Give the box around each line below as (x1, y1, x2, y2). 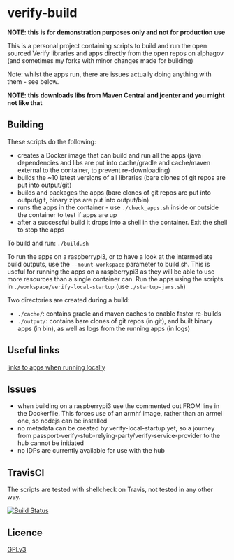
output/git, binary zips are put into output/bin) (17, 195, 149, 204)
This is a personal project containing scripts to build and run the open (7, 41, 207, 50)
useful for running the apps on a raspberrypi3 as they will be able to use (7, 267, 215, 276)
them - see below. (7, 77, 59, 85)
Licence (7, 526, 43, 538)
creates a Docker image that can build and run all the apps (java (17, 150, 202, 159)
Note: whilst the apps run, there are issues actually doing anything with (7, 70, 212, 78)
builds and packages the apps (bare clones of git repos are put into (17, 188, 212, 197)
